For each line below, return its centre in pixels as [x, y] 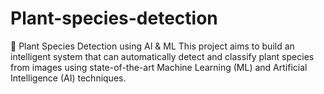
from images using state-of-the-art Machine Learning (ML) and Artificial [159, 67]
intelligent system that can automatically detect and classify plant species [162, 56]
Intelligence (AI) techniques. [68, 78]
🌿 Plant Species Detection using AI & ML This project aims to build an [152, 46]
